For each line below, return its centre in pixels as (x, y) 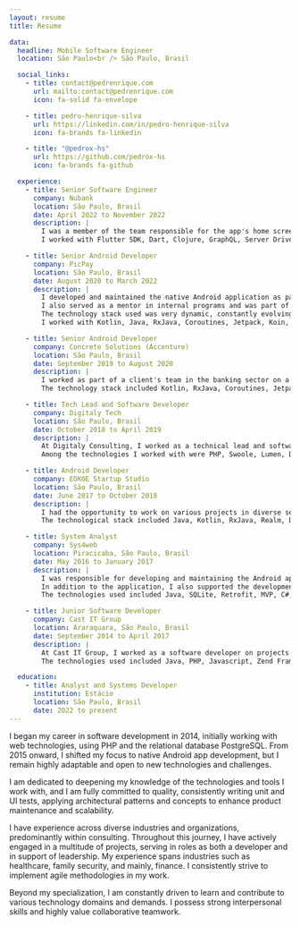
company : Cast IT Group (77, 620)
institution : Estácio (73, 694)
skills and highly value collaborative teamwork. (95, 911)
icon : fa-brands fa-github (83, 166)
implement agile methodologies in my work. (89, 875)
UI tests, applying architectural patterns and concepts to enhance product (145, 801)
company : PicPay (63, 264)
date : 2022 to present (75, 710)
